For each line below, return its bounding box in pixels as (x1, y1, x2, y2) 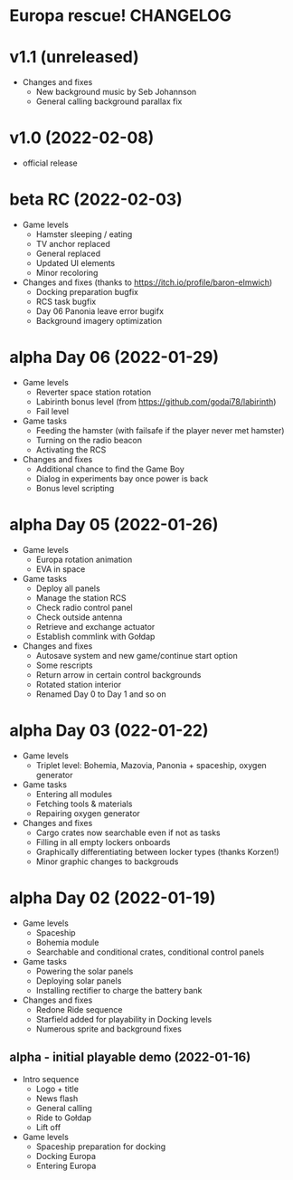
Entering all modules (35, 788, 113, 799)
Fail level (35, 405, 70, 416)
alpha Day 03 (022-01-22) (9, 720, 209, 741)
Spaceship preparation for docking (35, 1141, 166, 1152)
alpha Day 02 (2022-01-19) (9, 888, 216, 908)
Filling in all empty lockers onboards (35, 836, 171, 847)
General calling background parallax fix (35, 96, 183, 107)
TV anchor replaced (35, 239, 110, 249)
